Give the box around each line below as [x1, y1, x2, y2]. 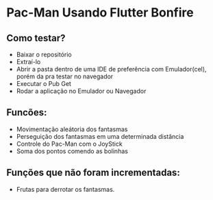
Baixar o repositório [16, 50, 73, 58]
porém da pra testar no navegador [16, 72, 114, 80]
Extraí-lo [16, 58, 41, 66]
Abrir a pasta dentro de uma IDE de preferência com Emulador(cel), [16, 65, 207, 73]
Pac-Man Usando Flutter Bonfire [6, 5, 194, 21]
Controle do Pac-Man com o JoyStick [16, 140, 123, 148]
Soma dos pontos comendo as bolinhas [16, 146, 128, 155]
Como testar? [6, 32, 66, 44]
